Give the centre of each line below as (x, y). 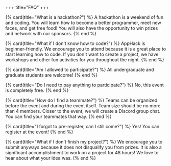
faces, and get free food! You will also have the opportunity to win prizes (82, 28)
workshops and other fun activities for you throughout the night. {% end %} (85, 60)
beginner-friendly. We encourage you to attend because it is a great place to (86, 49)
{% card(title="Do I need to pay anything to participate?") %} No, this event (85, 85)
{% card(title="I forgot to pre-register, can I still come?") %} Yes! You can (82, 126)
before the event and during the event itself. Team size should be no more (83, 106)
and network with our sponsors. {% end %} (51, 33)
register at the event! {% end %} (39, 132)
